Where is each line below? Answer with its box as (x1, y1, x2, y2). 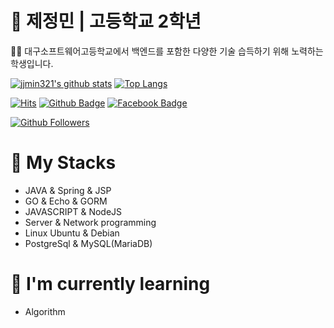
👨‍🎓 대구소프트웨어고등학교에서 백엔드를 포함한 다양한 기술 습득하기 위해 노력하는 (10, 45, 324, 57)
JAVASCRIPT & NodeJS (24, 205, 123, 217)
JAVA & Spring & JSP (24, 184, 112, 196)
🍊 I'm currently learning (10, 273, 211, 296)
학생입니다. (10, 57, 54, 69)
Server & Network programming (24, 216, 157, 228)
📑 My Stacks (10, 152, 117, 174)
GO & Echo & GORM (24, 195, 108, 207)
